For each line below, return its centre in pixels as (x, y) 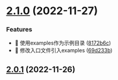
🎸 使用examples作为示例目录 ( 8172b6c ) (63, 43)
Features (19, 30)
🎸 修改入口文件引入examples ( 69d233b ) (63, 50)
